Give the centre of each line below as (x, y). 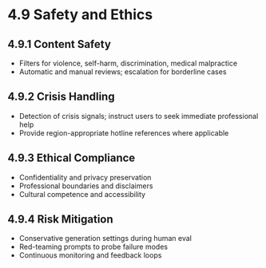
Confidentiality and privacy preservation (85, 177)
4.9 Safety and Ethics (80, 15)
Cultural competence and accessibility (82, 194)
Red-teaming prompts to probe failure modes (93, 247)
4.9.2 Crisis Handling (61, 97)
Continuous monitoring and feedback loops (90, 255)
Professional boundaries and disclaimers (86, 186)
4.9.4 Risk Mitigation (60, 220)
